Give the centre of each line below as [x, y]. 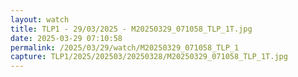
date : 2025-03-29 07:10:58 [66, 38]
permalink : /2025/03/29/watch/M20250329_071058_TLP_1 [125, 47]
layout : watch [40, 19]
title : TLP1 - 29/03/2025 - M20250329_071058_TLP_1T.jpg [131, 29]
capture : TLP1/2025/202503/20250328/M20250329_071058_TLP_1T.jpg [149, 57]
